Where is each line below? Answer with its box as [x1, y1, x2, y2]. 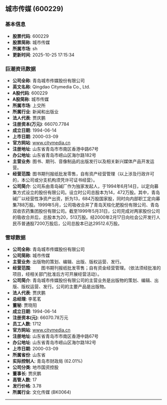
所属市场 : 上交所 [12, 102, 46, 108]
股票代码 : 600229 [12, 33, 49, 39]
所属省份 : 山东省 [12, 352, 46, 358]
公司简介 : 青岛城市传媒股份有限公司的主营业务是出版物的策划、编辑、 [12, 277, 155, 283]
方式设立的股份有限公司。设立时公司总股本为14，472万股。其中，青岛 [16, 189, 161, 195]
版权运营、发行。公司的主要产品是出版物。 [21, 284, 108, 290]
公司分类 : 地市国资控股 [12, 364, 59, 370]
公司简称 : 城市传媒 [12, 252, 50, 258]
